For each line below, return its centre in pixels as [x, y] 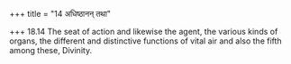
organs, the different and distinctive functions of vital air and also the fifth [145, 41]
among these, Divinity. [51, 50]
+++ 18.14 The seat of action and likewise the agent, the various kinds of [144, 32]
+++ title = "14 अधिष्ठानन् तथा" [60, 14]
